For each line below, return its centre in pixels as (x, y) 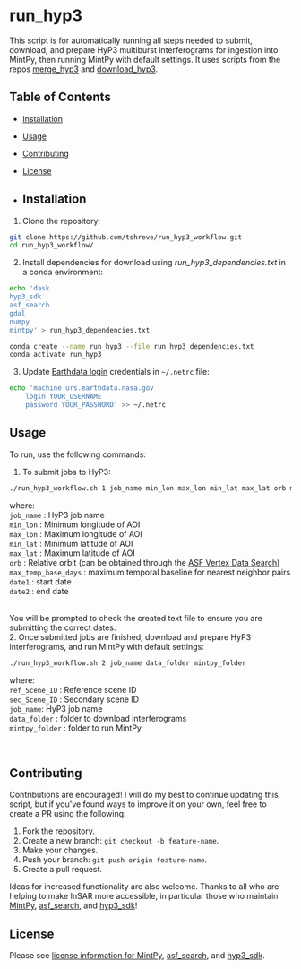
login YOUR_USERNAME (64, 397)
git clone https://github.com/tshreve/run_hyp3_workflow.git (126, 237)
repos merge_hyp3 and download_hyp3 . (84, 69)
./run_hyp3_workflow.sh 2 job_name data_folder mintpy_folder (128, 663)
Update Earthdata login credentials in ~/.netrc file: (116, 372)
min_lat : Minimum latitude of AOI (71, 543)
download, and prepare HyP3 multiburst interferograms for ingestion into (144, 49)
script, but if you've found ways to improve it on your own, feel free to (138, 804)
